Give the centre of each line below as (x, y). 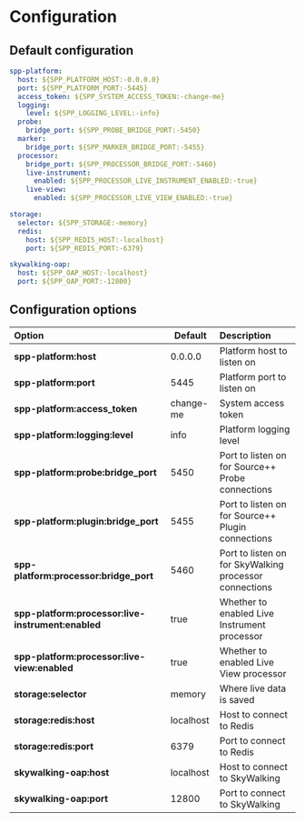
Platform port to (253, 376)
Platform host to (253, 350)
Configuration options (74, 310)
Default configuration (72, 50)
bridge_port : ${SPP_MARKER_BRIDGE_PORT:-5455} (115, 147)
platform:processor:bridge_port (84, 576)
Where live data (253, 688)
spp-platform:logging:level (74, 435)
